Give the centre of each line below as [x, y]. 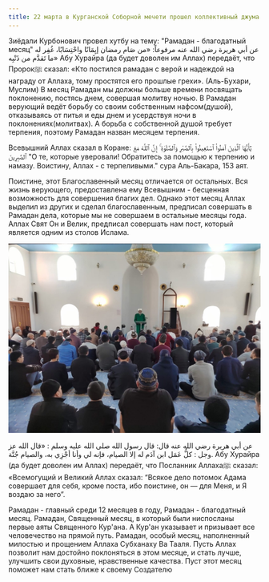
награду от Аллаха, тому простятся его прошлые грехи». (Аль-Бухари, [130, 81]
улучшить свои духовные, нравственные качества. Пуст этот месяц [125, 560]
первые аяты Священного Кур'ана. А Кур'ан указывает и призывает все [132, 527]
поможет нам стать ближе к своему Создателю [90, 569]
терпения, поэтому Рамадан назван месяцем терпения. [104, 131]
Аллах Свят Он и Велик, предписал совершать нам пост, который [121, 224]
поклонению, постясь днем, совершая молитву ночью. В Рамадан [122, 98]
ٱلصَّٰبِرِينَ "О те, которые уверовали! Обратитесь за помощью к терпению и [131, 156]
